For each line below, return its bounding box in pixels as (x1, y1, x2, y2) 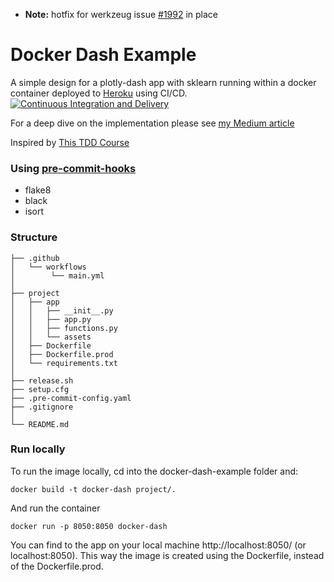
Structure (10, 230, 58, 244)
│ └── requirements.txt (10, 358, 118, 368)
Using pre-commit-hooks (10, 161, 137, 175)
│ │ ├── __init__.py (10, 305, 114, 316)
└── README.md (10, 419, 70, 429)
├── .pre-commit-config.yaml (10, 393, 132, 403)
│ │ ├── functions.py (10, 323, 118, 333)
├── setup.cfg (10, 384, 70, 394)
